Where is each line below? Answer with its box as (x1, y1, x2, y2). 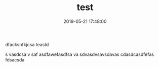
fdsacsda (5, 56, 25, 62)
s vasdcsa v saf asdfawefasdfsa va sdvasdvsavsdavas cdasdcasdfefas (5, 51, 154, 57)
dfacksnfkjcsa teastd (5, 41, 49, 47)
